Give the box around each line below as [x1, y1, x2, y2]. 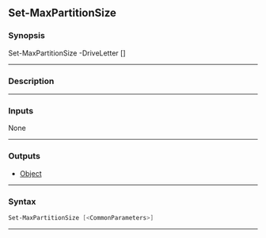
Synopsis [8, 30, 45, 41]
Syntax [8, 196, 36, 207]
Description [8, 75, 55, 86]
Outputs [8, 151, 41, 162]
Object [19, 168, 42, 178]
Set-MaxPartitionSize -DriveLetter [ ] [8, 48, 126, 58]
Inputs [8, 105, 34, 116]
